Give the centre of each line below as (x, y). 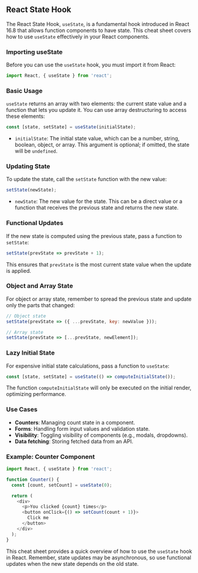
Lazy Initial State (30, 353)
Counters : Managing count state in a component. (75, 422)
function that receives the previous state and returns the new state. (97, 208)
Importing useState (35, 51)
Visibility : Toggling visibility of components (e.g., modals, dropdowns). (101, 435)
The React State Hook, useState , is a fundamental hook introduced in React (98, 24)
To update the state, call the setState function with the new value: (87, 179)
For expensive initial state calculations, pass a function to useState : (88, 366)
